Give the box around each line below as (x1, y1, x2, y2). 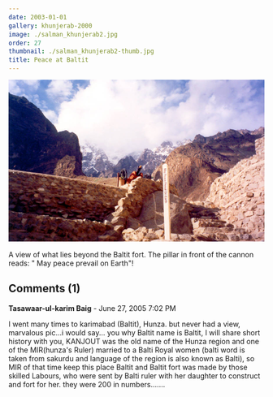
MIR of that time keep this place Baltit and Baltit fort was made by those (8, 362, 248, 372)
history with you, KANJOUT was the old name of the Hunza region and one (8, 336, 260, 346)
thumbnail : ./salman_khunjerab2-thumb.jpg (8, 47, 154, 56)
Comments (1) (8, 282, 81, 296)
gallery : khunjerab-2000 (8, 21, 93, 30)
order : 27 (8, 39, 42, 47)
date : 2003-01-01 (8, 13, 67, 21)
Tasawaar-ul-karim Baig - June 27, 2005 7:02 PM (8, 303, 176, 313)
